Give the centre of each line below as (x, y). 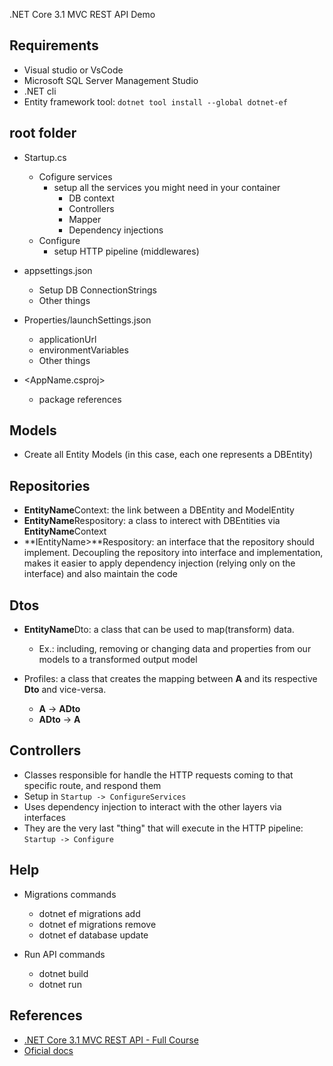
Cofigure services (75, 176)
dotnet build (63, 973)
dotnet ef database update (93, 935)
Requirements (54, 45)
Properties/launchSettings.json (87, 320)
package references (80, 399)
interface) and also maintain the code (101, 574)
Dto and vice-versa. (65, 690)
